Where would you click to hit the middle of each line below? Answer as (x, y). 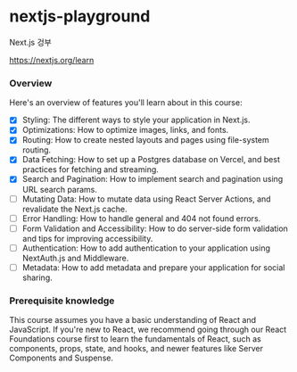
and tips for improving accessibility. (87, 238)
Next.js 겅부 (30, 42)
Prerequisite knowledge (62, 301)
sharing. (37, 277)
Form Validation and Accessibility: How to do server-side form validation (155, 228)
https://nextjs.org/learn (52, 60)
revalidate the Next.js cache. (74, 209)
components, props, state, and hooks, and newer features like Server (136, 349)
